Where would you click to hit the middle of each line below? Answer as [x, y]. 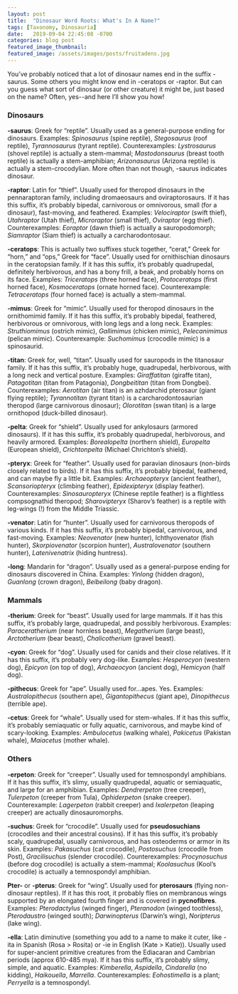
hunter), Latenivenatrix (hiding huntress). [67, 553]
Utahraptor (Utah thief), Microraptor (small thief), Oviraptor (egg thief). [111, 220]
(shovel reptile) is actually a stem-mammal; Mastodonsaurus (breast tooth [116, 153]
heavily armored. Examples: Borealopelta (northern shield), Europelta [109, 442]
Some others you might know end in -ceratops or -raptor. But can [126, 81]
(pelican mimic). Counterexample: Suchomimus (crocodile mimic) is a [109, 338]
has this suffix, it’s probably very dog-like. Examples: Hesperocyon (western [119, 660]
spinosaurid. [26, 346]
